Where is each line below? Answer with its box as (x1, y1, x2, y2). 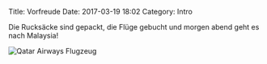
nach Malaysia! (8, 31, 59, 40)
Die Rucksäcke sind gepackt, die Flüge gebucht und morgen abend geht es (8, 22, 260, 31)
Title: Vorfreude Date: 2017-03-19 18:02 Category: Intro (8, 7, 193, 16)
